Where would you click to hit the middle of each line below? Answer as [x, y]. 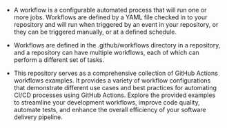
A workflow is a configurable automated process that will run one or [110, 10]
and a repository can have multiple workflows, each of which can [107, 52]
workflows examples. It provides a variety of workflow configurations [112, 81]
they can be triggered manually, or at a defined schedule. [95, 32]
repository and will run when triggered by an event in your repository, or [116, 24]
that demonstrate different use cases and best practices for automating [115, 88]
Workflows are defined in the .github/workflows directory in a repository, [117, 45]
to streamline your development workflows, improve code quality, [107, 102]
